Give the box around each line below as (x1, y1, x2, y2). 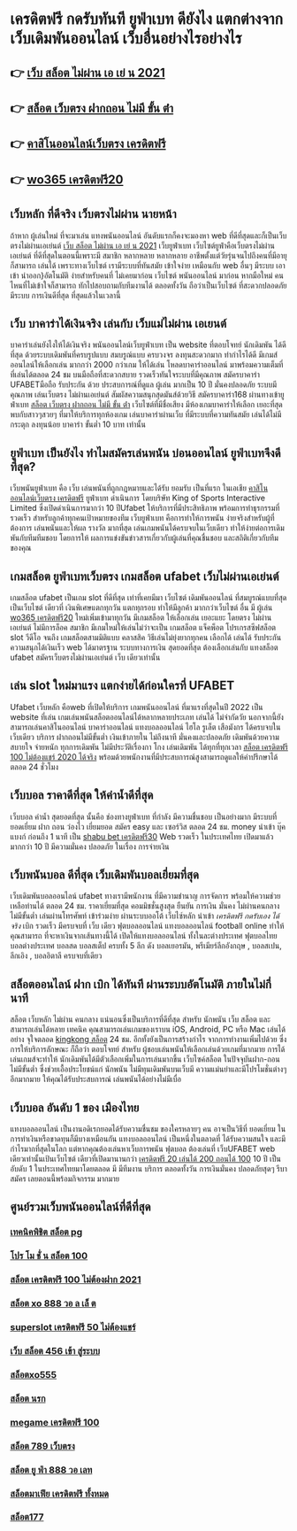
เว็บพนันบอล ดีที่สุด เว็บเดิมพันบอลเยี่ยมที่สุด (10, 868, 200, 883)
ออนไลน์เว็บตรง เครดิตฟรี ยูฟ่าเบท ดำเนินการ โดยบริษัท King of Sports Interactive (10, 492, 266, 504)
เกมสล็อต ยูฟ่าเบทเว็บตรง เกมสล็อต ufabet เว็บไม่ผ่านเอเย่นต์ (10, 568, 279, 584)
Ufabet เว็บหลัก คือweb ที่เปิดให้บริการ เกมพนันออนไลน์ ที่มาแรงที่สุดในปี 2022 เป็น (10, 701, 263, 712)
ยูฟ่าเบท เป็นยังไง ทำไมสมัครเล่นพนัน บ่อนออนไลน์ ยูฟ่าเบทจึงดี (10, 445, 281, 460)
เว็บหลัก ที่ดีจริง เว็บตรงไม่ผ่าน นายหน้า (10, 206, 177, 221)
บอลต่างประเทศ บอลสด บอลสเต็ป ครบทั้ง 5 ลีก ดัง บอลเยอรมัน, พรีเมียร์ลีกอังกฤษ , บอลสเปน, (10, 940, 282, 951)
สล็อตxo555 (10, 1368, 57, 1380)
